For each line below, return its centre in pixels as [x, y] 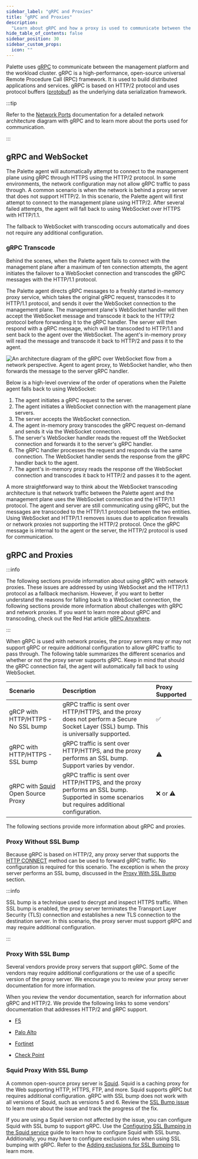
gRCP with [24, 711]
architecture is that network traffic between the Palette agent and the [90, 493]
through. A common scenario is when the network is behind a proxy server [97, 190]
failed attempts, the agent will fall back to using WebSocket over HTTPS [93, 208]
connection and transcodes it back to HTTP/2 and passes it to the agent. [103, 475]
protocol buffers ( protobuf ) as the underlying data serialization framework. [97, 91]
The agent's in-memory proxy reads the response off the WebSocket [98, 469]
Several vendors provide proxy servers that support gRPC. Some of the [93, 967]
